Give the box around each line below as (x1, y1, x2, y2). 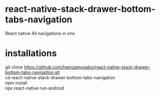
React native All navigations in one (5, 30, 75, 36)
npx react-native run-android (5, 85, 64, 91)
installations (5, 48, 57, 59)
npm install (5, 80, 28, 86)
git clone (5, 64, 23, 70)
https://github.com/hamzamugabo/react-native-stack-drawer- (24, 64, 151, 70)
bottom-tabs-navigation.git (5, 69, 60, 75)
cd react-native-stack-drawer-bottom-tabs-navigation (5, 74, 116, 80)
